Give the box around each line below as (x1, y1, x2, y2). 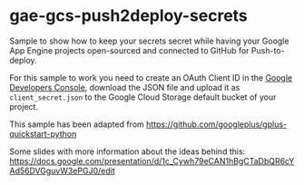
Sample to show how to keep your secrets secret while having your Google (9, 35, 289, 46)
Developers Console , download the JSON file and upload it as (9, 82, 240, 92)
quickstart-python (9, 128, 77, 139)
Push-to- (250, 44, 285, 55)
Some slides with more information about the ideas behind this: (9, 146, 246, 157)
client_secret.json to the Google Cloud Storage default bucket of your (9, 92, 277, 102)
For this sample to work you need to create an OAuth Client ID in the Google (9, 72, 293, 83)
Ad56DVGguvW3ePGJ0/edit (9, 165, 115, 176)
